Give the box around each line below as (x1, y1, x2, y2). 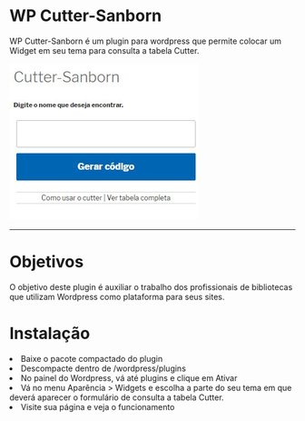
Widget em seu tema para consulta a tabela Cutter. (9, 45, 200, 55)
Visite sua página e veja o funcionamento (21, 401, 175, 412)
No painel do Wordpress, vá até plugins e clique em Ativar (21, 372, 238, 383)
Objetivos (9, 252, 84, 273)
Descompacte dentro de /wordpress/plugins (21, 363, 186, 374)
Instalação (9, 324, 91, 344)
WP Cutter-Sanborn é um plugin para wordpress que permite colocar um (9, 35, 281, 46)
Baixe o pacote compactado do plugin (21, 353, 163, 364)
